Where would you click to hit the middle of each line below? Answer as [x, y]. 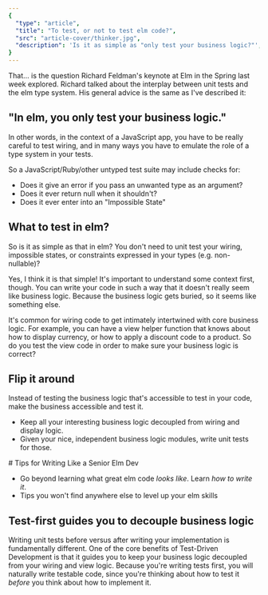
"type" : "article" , [48, 23]
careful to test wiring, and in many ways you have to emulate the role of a [129, 146]
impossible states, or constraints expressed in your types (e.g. [110, 255]
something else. [35, 304]
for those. [36, 448]
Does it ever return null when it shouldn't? [89, 194]
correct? [22, 353]
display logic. [41, 431]
